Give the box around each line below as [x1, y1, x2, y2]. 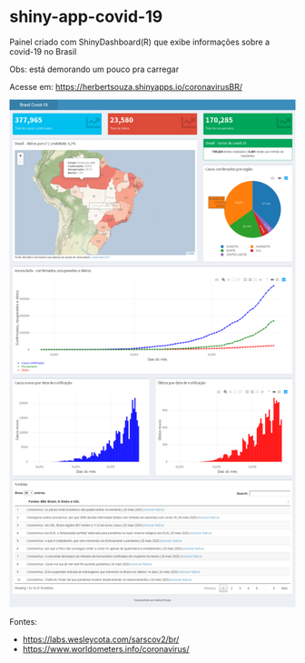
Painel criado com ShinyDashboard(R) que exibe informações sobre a [9, 36, 271, 47]
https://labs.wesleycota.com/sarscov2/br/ [22, 634, 180, 645]
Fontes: [9, 616, 38, 627]
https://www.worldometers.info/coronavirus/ [22, 643, 190, 654]
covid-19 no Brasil [9, 45, 77, 56]
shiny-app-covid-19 [9, 6, 163, 27]
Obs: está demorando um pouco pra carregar [9, 64, 180, 75]
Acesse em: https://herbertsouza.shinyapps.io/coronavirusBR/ [9, 81, 243, 92]
